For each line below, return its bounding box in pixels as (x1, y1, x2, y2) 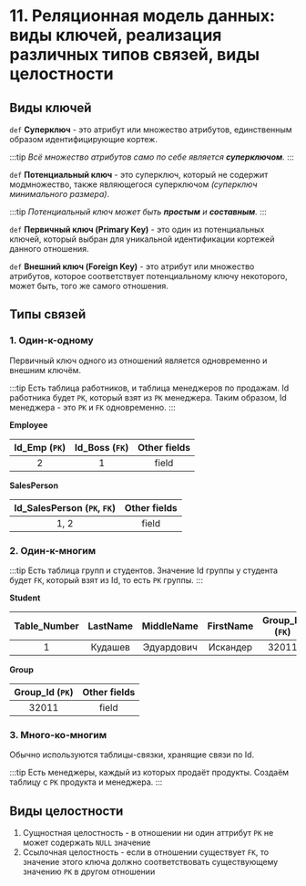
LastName (87, 620, 134, 632)
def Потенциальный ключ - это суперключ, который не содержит (9, 170, 269, 180)
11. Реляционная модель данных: (9, 5, 276, 26)
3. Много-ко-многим (9, 728, 107, 741)
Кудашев (90, 641, 130, 653)
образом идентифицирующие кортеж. (9, 134, 158, 144)
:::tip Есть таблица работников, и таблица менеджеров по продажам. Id (9, 382, 290, 393)
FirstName (207, 620, 254, 632)
